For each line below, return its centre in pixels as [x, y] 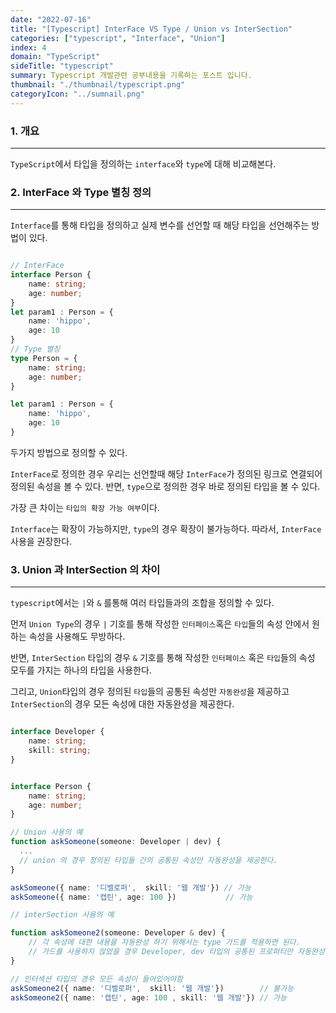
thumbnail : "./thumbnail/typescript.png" [98, 85]
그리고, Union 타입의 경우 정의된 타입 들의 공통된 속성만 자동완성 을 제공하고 [150, 692]
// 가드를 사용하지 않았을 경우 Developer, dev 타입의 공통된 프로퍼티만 [161, 952]
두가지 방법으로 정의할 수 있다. [69, 452]
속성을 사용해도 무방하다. [77, 637]
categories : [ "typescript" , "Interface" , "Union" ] [118, 38]
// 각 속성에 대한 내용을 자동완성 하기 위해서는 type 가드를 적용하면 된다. [164, 942]
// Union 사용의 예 [46, 832]
